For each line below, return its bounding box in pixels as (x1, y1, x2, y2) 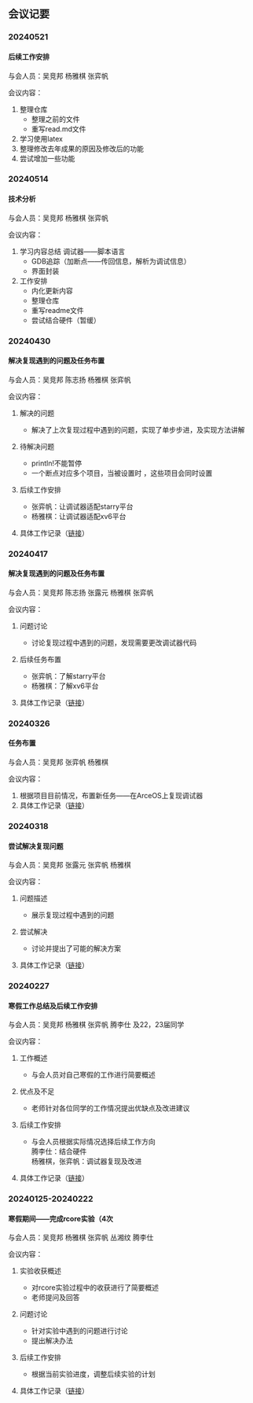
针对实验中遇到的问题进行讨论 (31, 1326, 128, 1335)
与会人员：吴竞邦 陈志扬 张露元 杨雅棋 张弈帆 (8, 587, 154, 597)
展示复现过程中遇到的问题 (31, 911, 115, 920)
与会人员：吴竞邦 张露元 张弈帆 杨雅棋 (8, 860, 131, 870)
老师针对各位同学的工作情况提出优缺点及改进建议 (31, 1103, 190, 1113)
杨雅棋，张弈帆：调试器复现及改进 (31, 1157, 142, 1166)
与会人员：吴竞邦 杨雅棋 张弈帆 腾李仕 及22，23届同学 (8, 1020, 185, 1029)
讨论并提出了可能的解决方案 (31, 944, 122, 953)
